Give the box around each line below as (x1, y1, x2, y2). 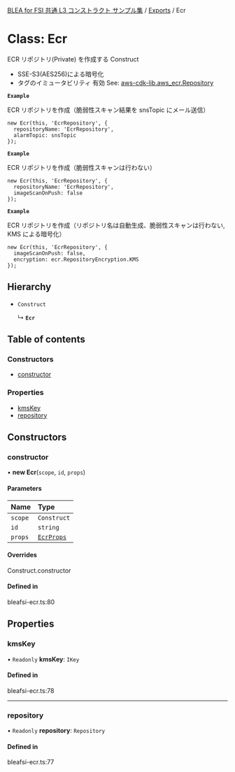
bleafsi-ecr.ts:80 (7, 598, 55, 606)
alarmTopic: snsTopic (13, 131, 77, 138)
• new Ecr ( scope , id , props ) (7, 468, 86, 477)
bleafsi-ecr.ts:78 (7, 686, 55, 694)
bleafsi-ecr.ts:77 (7, 758, 55, 766)
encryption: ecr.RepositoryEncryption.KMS (13, 256, 139, 263)
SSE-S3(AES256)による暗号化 (17, 69, 104, 78)
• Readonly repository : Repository (7, 727, 106, 735)
